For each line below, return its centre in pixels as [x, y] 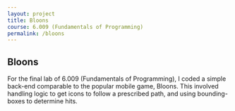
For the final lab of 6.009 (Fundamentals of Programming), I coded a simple [117, 79]
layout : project [31, 14]
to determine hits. [52, 101]
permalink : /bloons [36, 33]
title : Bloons [28, 20]
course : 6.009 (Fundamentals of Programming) [75, 27]
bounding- [212, 94]
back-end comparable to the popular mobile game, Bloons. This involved [113, 86]
